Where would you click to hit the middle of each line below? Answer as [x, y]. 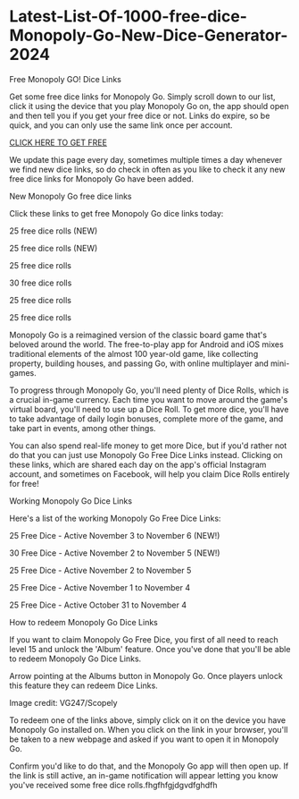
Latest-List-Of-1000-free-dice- [129, 17]
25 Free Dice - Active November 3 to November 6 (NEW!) [115, 535]
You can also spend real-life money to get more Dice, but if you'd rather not [148, 446]
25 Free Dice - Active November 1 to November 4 [100, 587]
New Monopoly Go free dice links [71, 196]
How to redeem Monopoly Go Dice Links [83, 622]
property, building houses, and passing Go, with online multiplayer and [139, 363]
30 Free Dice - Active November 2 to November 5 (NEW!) [115, 553]
